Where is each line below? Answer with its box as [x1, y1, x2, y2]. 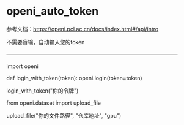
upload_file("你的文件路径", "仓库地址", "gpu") [6, 112, 122, 119]
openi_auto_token [6, 4, 99, 18]
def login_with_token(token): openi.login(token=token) [6, 74, 142, 81]
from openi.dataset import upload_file [6, 99, 101, 107]
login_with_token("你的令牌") [6, 87, 79, 94]
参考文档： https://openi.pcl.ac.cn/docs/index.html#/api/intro [6, 25, 159, 32]
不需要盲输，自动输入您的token [6, 38, 85, 45]
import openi [6, 63, 39, 70]
